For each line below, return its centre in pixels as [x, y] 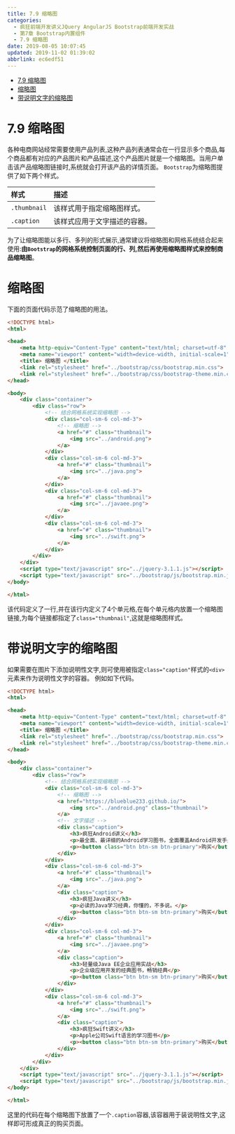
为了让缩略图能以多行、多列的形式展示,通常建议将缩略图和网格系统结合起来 [115, 240]
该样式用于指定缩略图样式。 [99, 208]
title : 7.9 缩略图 [33, 14]
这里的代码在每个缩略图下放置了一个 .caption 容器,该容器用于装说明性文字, [114, 1114]
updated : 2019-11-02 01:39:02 [51, 53]
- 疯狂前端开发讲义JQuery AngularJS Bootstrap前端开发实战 [94, 27]
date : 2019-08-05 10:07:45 [47, 46]
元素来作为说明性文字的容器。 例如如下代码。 [72, 678]
